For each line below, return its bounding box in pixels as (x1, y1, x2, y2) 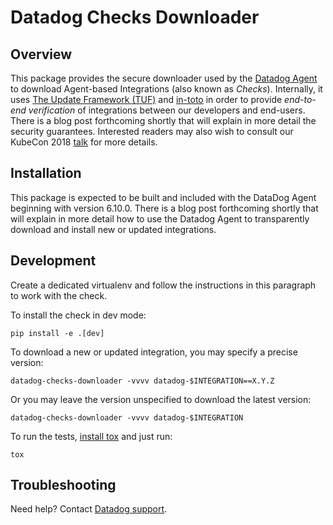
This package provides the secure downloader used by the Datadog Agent (10, 72, 318, 84)
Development (10, 252, 97, 270)
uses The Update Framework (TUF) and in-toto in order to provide (10, 94, 283, 105)
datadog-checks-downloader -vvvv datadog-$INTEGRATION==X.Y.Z (10, 376, 275, 386)
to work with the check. (10, 289, 108, 301)
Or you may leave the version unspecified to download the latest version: (10, 393, 312, 405)
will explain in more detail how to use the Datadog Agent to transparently (10, 212, 310, 225)
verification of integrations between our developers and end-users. (28, 104, 306, 116)
